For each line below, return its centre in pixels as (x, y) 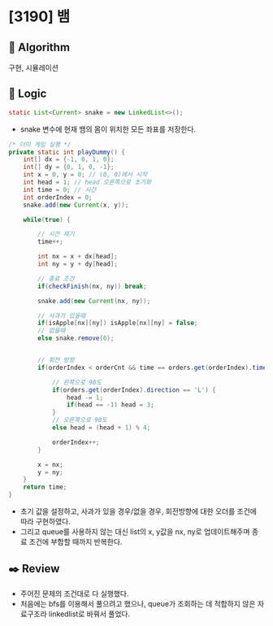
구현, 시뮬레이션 (34, 67)
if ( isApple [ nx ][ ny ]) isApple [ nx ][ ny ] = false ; (118, 323)
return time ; (45, 487)
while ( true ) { (47, 220)
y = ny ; (50, 472)
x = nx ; (50, 464)
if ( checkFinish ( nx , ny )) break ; (93, 286)
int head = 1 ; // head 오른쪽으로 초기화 (87, 183)
